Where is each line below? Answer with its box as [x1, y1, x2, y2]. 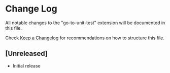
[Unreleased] [5, 49, 48, 58]
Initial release [12, 62, 41, 68]
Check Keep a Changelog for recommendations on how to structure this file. [5, 35, 165, 41]
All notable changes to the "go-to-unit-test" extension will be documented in [5, 20, 165, 26]
